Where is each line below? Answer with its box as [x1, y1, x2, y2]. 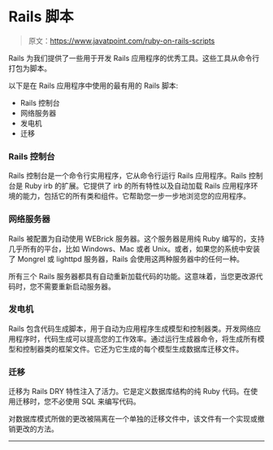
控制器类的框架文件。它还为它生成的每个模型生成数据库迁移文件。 [22, 343, 244, 354]
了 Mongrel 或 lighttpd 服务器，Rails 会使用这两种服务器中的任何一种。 [8, 254, 245, 264]
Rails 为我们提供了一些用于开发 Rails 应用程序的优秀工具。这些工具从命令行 [8, 53, 260, 63]
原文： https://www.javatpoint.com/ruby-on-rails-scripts [28, 36, 215, 46]
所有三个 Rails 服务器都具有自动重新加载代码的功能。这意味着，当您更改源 [8, 271, 256, 281]
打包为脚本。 [8, 63, 51, 73]
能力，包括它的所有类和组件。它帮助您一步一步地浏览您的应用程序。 [22, 191, 250, 201]
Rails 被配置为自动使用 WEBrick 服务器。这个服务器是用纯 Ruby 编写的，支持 [8, 234, 265, 243]
